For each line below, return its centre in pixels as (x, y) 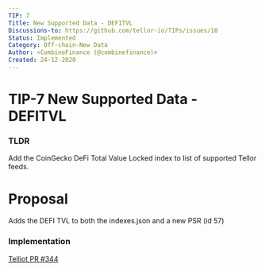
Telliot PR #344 (33, 258)
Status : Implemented (42, 38)
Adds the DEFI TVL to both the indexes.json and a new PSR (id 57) (116, 221)
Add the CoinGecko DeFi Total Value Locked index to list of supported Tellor (132, 158)
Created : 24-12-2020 (42, 60)
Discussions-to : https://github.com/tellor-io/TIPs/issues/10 (113, 30)
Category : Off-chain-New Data (58, 45)
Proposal (38, 199)
